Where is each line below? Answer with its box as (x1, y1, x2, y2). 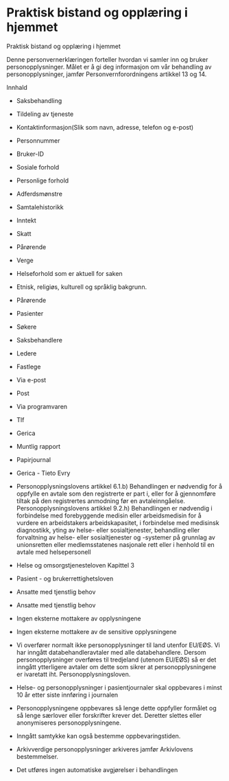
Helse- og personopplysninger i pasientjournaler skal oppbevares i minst (16, 683, 222, 691)
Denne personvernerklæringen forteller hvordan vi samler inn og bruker (6, 55, 208, 63)
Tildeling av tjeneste (16, 110, 74, 118)
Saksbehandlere (16, 336, 63, 344)
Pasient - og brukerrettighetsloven (16, 574, 114, 583)
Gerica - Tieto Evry (16, 469, 71, 477)
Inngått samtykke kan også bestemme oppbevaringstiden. (16, 732, 181, 740)
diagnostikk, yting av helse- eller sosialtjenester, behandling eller (16, 526, 200, 534)
